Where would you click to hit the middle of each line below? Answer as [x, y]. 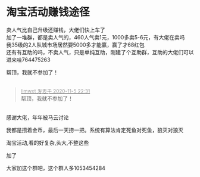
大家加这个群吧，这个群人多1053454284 [56, 168]
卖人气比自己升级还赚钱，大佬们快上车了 [56, 30]
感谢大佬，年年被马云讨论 [37, 117]
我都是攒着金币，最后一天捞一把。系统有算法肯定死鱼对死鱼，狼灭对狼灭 [95, 130]
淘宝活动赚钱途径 [48, 12]
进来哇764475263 [28, 60]
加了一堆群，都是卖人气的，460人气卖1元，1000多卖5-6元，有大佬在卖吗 [96, 37]
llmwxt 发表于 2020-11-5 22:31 [55, 91]
